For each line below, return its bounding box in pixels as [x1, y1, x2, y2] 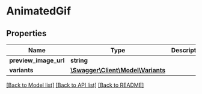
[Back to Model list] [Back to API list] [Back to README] [6, 81, 144, 89]
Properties [6, 28, 47, 39]
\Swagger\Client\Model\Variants [70, 66, 166, 74]
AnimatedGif [6, 4, 71, 18]
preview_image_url [9, 56, 65, 64]
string [70, 56, 88, 64]
